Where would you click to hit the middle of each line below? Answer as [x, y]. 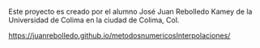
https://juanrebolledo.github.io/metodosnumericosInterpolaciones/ [119, 36]
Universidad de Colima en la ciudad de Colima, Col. [94, 20]
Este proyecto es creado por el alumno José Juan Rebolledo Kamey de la [130, 12]
